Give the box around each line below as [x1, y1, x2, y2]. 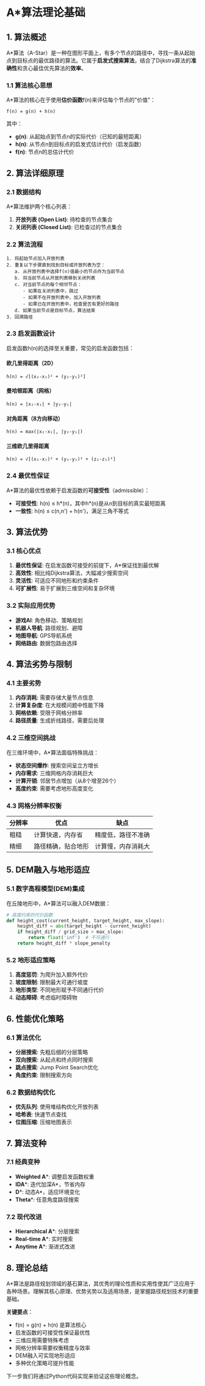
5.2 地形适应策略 [6, 956, 56, 964]
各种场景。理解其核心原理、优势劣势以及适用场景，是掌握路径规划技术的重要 [6, 1288, 199, 1295]
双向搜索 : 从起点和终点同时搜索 [15, 1056, 93, 1063]
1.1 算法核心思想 [6, 81, 53, 89]
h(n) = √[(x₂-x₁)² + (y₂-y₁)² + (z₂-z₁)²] [6, 456, 116, 462]
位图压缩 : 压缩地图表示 [15, 1118, 72, 1126]
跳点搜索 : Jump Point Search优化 [15, 1063, 99, 1071]
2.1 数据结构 [6, 188, 41, 196]
